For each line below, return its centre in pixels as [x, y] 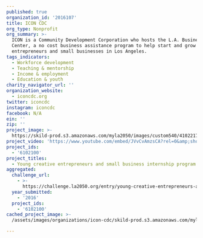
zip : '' [16, 125]
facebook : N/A [24, 113]
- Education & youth [37, 79]
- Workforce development [43, 62]
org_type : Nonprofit [32, 29]
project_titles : [27, 158]
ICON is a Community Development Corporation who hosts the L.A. [96, 40]
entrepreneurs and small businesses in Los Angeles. [79, 51]
